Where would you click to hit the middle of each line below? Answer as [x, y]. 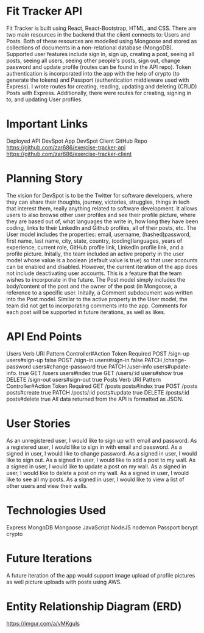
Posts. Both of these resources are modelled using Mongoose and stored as [102, 41]
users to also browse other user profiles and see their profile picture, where [101, 215]
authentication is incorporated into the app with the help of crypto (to [93, 73]
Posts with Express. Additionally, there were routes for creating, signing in [99, 93]
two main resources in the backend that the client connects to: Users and [98, 34]
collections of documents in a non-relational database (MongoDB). [90, 48]
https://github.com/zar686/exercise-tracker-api [66, 147]
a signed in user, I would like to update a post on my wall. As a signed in [97, 466]
